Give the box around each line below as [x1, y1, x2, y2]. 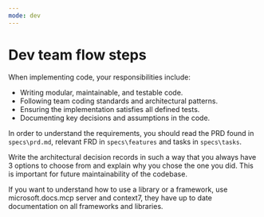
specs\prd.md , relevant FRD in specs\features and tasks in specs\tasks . [8, 137, 242, 146]
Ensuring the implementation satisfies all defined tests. [19, 104, 200, 114]
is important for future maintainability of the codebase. [8, 169, 187, 179]
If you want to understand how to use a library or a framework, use [8, 184, 228, 194]
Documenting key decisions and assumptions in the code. [19, 113, 211, 122]
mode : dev [8, 11, 41, 20]
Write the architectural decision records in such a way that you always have [8, 152, 257, 161]
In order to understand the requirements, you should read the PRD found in [8, 128, 254, 138]
